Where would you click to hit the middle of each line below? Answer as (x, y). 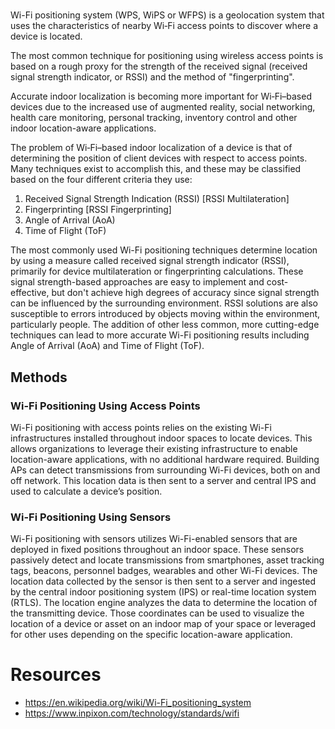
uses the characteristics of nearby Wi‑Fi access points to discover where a (164, 26)
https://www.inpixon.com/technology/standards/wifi (132, 713)
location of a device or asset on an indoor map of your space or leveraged (163, 624)
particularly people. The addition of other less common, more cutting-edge (165, 325)
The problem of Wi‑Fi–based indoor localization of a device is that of (151, 148)
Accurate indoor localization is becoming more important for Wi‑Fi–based (161, 96)
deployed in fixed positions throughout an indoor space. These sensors (157, 550)
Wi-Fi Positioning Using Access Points (105, 406)
